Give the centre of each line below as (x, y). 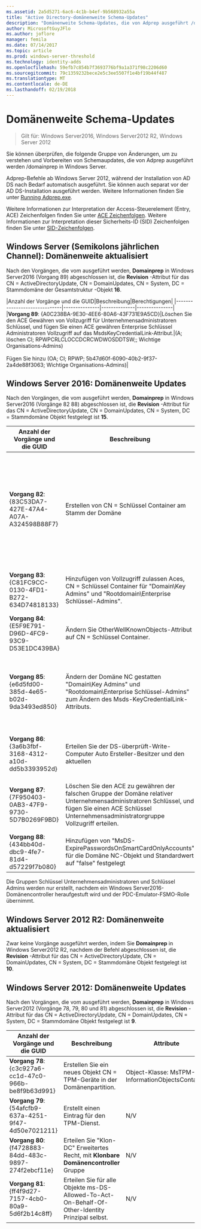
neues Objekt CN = (90, 1072)
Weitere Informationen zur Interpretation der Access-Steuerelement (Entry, (98, 209)
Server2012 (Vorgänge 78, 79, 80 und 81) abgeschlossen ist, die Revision (97, 1009)
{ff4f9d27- (25, 1191)
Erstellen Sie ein (86, 1065)
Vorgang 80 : (27, 1140)
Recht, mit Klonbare (92, 1155)
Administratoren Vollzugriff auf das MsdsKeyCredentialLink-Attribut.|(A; (94, 333)
